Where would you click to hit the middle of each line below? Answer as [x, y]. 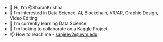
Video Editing [24, 18]
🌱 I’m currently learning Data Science [48, 23]
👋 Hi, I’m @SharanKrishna [36, 8]
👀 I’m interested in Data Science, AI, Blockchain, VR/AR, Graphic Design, [84, 13]
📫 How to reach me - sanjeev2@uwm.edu [54, 34]
